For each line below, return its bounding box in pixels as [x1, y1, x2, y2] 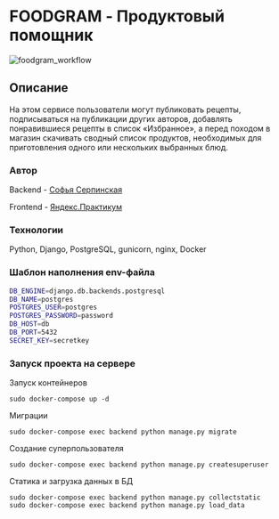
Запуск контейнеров [9, 377, 87, 388]
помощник [9, 25, 94, 45]
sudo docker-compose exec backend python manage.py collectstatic [9, 493, 261, 502]
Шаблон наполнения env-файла [9, 266, 156, 279]
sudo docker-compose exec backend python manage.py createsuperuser [9, 460, 269, 469]
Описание [9, 80, 69, 95]
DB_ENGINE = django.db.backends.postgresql [9, 287, 166, 296]
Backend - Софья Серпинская [9, 184, 123, 195]
